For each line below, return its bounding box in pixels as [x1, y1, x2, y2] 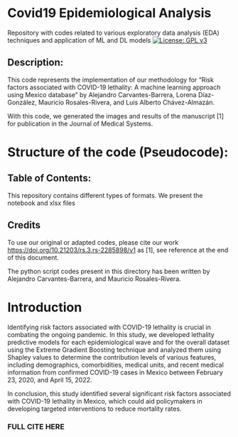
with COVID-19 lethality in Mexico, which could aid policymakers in [7, 397, 202, 405]
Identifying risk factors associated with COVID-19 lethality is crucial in [7, 323, 212, 331]
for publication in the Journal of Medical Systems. [7, 119, 153, 128]
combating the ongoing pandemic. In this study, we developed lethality [7, 330, 215, 338]
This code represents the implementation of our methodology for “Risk [7, 75, 215, 84]
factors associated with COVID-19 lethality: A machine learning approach [7, 83, 221, 92]
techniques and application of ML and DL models [7, 35, 151, 44]
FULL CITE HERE [7, 422, 65, 432]
